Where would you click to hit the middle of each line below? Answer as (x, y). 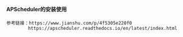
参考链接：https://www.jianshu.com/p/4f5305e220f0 (69, 23)
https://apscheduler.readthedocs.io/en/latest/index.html (103, 29)
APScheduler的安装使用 (37, 9)
